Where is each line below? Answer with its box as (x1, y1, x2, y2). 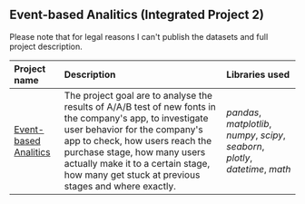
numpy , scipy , (226, 129, 286, 141)
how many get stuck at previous (64, 168, 201, 180)
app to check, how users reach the (64, 134, 212, 147)
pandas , (226, 106, 261, 119)
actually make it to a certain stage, (64, 157, 211, 170)
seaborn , (226, 140, 265, 152)
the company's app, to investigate (64, 112, 209, 124)
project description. (9, 41, 84, 52)
